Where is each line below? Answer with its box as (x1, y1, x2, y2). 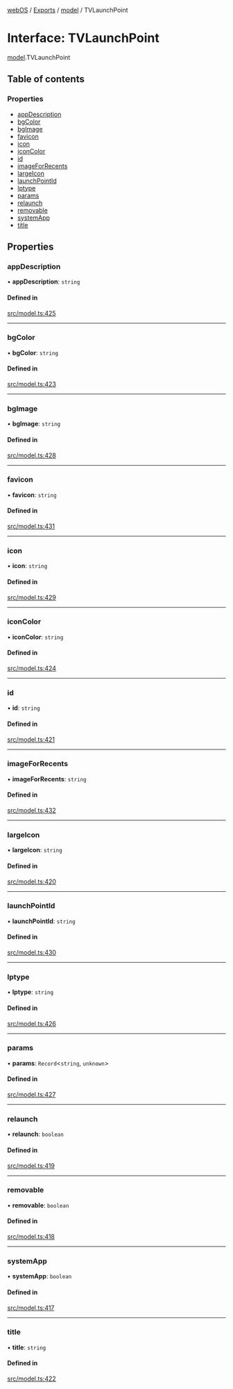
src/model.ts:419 (7, 1161, 55, 1170)
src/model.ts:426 (7, 1019, 57, 1027)
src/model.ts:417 (7, 1303, 55, 1312)
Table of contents (7, 73, 85, 86)
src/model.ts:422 (7, 1374, 57, 1383)
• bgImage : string (7, 420, 61, 428)
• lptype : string (7, 988, 54, 996)
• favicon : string (7, 490, 57, 499)
